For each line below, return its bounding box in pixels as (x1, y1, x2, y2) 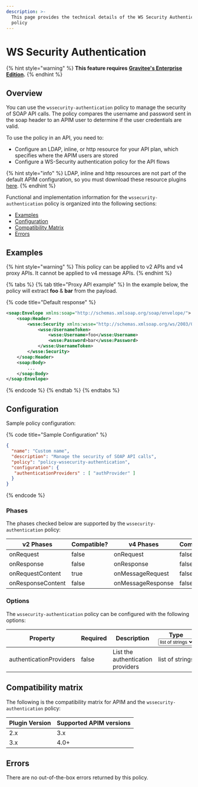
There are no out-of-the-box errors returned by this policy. (6, 774, 148, 781)
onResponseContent (9, 579, 66, 588)
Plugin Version (9, 718, 51, 727)
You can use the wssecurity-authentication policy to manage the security (6, 104, 187, 111)
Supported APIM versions (57, 718, 131, 727)
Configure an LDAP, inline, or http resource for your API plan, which (14, 146, 179, 153)
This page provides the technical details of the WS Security (11, 14, 167, 20)
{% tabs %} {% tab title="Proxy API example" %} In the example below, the (6, 280, 189, 288)
